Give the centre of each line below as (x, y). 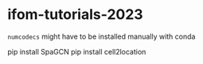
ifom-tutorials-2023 (76, 15)
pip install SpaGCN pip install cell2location (77, 51)
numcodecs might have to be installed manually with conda (101, 36)
